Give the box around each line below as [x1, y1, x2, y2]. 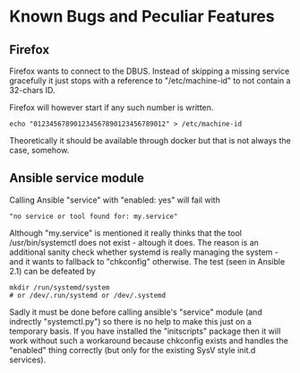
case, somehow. [9, 145, 70, 155]
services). [9, 354, 47, 365]
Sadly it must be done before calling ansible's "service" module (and [9, 307, 262, 317]
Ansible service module [9, 170, 145, 186]
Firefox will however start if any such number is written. [9, 102, 214, 113]
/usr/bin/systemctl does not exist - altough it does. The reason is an [9, 237, 260, 247]
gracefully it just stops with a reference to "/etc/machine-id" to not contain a [9, 75, 291, 86]
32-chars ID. [9, 85, 56, 95]
